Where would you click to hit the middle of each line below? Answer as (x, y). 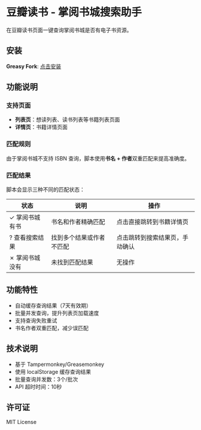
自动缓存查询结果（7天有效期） (53, 305)
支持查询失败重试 (36, 320)
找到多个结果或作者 (78, 238)
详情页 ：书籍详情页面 (41, 127)
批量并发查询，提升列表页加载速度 (57, 313)
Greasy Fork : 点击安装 (34, 66)
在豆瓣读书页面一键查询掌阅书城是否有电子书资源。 (69, 30)
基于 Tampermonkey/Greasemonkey (60, 364)
